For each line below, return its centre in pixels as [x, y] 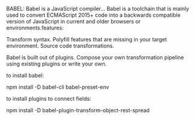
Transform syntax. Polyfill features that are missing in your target [87, 39]
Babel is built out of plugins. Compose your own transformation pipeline [95, 57]
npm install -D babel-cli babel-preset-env [58, 87]
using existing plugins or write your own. [57, 64]
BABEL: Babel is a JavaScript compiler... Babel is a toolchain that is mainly [98, 9]
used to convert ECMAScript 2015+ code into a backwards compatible [93, 15]
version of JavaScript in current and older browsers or [73, 21]
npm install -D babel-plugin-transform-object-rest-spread [78, 110]
